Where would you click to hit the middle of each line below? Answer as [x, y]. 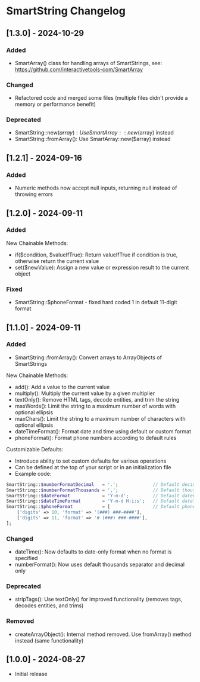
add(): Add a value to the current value [62, 387]
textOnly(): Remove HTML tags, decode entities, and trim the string [97, 399]
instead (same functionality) [49, 640]
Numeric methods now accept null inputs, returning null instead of [96, 188]
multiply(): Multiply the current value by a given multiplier [85, 393]
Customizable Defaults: [35, 449]
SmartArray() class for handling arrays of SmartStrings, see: [88, 63]
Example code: [33, 473]
